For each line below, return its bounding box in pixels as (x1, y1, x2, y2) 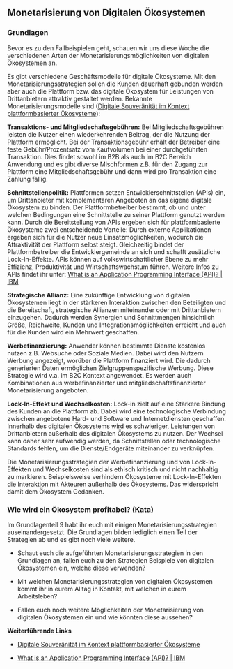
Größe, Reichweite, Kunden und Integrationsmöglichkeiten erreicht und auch (7, 321, 227, 329)
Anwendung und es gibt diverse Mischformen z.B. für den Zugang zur (7, 160, 208, 168)
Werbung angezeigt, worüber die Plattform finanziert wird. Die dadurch (7, 356, 211, 365)
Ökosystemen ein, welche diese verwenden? (17, 564, 146, 572)
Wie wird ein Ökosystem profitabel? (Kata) (7, 504, 154, 514)
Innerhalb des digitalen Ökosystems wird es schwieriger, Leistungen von (7, 422, 216, 430)
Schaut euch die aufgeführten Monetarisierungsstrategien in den (17, 549, 204, 557)
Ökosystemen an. (7, 59, 58, 67)
